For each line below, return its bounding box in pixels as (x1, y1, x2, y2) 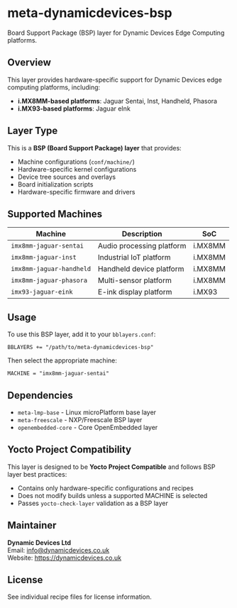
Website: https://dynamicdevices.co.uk (7, 553, 122, 562)
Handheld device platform (98, 264, 184, 274)
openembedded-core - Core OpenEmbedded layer (17, 424, 158, 431)
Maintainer (7, 519, 57, 531)
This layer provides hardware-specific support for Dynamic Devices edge (7, 75, 222, 84)
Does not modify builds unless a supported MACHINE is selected (17, 491, 208, 499)
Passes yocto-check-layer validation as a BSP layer (17, 499, 169, 507)
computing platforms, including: (7, 83, 101, 92)
